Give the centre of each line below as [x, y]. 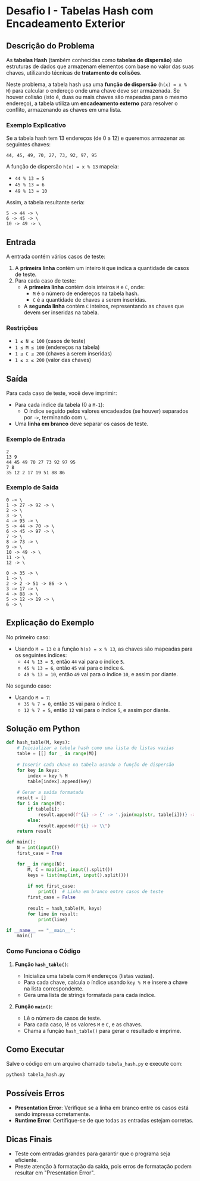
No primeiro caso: [28, 637]
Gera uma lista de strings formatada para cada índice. [90, 995]
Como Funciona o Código [43, 951]
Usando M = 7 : [32, 697]
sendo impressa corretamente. [52, 1114]
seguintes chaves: [29, 145]
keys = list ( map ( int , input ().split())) [78, 875]
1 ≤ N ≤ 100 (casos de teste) [50, 341]
